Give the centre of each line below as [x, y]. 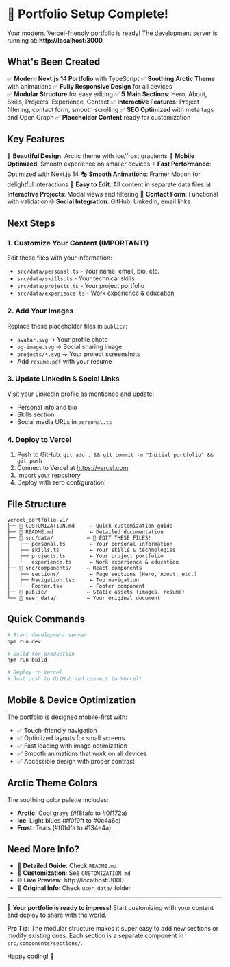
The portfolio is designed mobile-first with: [67, 717]
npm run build [27, 660]
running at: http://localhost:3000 [55, 40]
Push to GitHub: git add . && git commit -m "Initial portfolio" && [115, 455]
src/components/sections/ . [45, 943]
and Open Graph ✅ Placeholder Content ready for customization [99, 117]
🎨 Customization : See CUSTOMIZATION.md [74, 873]
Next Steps [31, 223]
